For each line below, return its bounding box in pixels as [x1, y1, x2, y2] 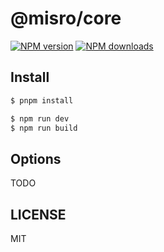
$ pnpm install [10, 95, 74, 106]
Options [10, 150, 62, 167]
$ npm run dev [10, 113, 70, 124]
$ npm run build [10, 123, 78, 133]
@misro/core [10, 7, 122, 30]
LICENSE [10, 206, 67, 223]
